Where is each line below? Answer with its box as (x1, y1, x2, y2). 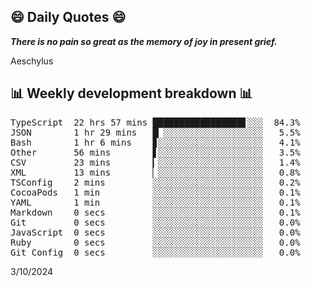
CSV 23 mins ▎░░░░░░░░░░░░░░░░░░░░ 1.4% (10, 156, 301, 168)
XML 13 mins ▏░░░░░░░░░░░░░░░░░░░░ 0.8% (10, 166, 301, 178)
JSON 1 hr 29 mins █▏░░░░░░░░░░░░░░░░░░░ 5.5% (10, 126, 301, 138)
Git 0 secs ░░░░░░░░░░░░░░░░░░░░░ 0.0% (10, 216, 301, 228)
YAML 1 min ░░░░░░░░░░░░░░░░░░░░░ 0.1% (10, 196, 301, 208)
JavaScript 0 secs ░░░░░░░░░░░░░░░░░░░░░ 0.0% (10, 226, 301, 238)
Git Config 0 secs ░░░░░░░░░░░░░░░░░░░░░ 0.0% (10, 246, 301, 258)
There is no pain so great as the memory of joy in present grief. (10, 35, 278, 47)
